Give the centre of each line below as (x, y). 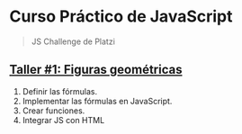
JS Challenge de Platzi (73, 41)
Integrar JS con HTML (63, 120)
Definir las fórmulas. (59, 91)
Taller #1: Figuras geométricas (96, 70)
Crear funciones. (54, 111)
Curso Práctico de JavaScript (121, 17)
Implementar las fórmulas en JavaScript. (97, 101)
